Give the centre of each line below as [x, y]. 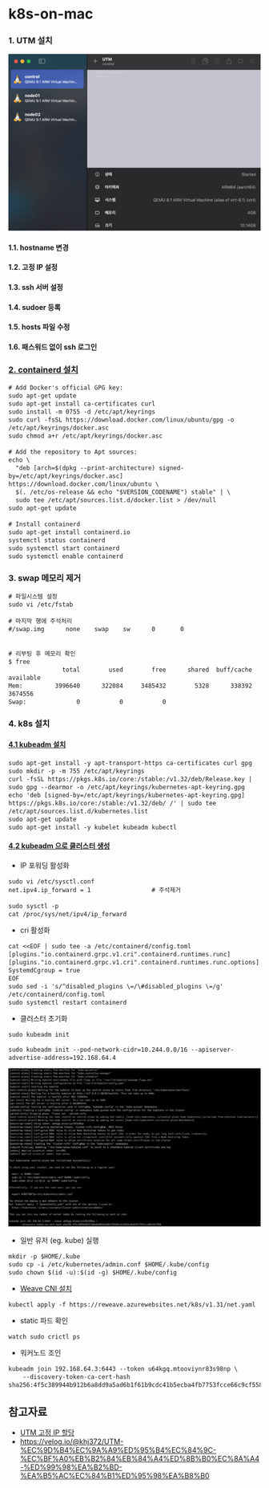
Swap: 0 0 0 [87, 702]
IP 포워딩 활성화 [44, 865]
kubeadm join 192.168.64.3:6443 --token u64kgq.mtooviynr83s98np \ [123, 1369]
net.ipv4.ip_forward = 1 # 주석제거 [95, 890]
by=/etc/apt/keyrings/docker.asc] [66, 476]
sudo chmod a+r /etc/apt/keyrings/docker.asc [85, 436]
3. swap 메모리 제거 [45, 578]
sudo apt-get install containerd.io [69, 532]
